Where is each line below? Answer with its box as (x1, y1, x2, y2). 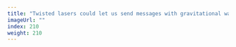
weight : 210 (7, 29, 42, 37)
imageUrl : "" (7, 17, 46, 23)
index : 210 (7, 23, 39, 30)
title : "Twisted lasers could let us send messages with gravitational (7, 10, 221, 17)
